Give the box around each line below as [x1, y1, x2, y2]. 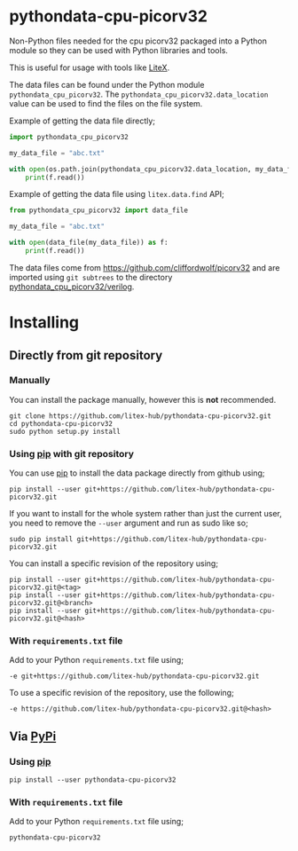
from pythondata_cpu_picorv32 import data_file [9, 206, 189, 215]
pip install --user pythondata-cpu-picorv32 [9, 776, 176, 784]
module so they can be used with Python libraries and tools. [9, 44, 229, 55]
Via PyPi [9, 729, 57, 744]
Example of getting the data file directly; [9, 115, 156, 126]
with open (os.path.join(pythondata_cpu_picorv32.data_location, [9, 164, 252, 174]
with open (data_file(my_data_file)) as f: [9, 238, 169, 248]
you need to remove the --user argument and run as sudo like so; [9, 517, 248, 529]
